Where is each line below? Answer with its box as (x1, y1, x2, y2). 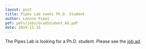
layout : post (5, 7, 32, 12)
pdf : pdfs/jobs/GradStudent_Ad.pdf (5, 20, 78, 26)
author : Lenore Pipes (5, 16, 50, 21)
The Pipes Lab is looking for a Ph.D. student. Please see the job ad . (5, 38, 142, 44)
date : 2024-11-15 (5, 25, 41, 30)
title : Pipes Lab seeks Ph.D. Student (5, 12, 85, 16)
